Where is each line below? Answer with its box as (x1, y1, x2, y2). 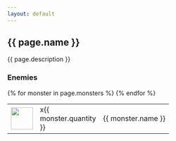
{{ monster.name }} (103, 114, 166, 123)
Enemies (7, 73, 38, 82)
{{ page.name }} (7, 37, 80, 49)
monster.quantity (39, 114, 96, 123)
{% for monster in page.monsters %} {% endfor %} (7, 89, 156, 97)
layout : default (7, 10, 55, 18)
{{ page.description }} (7, 55, 71, 63)
